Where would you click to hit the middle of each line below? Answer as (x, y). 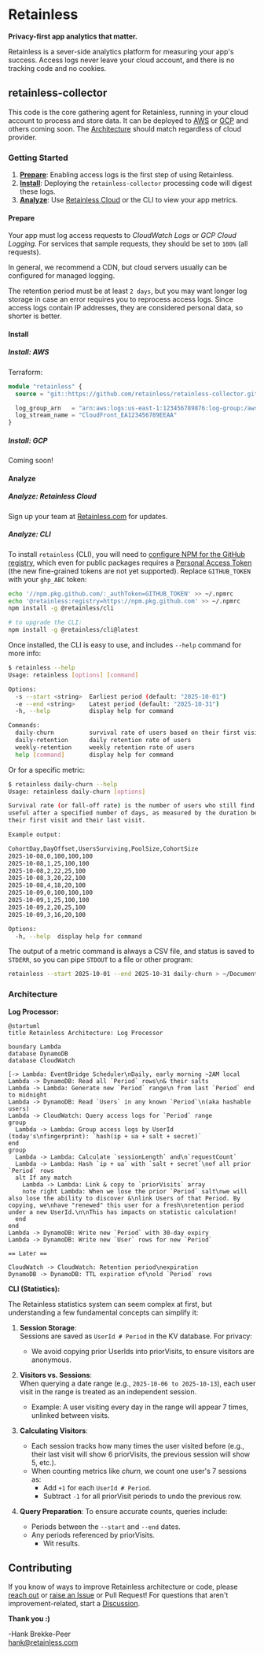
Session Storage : (48, 1327)
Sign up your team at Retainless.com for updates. (88, 516)
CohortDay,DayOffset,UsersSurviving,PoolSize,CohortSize (103, 848)
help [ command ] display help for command (95, 755)
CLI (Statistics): (34, 1289)
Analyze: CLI (29, 534)
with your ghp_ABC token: (48, 579)
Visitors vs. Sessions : (56, 1375)
